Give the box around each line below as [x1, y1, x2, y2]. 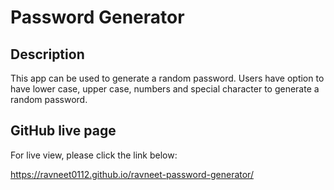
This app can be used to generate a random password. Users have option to [10, 72, 325, 84]
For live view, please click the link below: [10, 149, 178, 161]
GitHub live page [10, 122, 117, 140]
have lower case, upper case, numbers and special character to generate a [10, 83, 320, 95]
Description [10, 46, 85, 63]
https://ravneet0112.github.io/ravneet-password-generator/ [10, 168, 254, 180]
